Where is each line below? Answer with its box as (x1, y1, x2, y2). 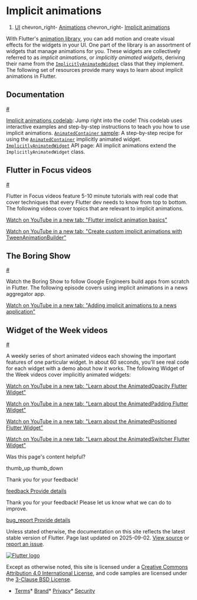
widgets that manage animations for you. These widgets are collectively (6, 47, 181, 54)
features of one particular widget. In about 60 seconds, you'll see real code (6, 358, 189, 366)
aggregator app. (6, 291, 45, 298)
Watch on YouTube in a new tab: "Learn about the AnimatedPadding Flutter (6, 400, 189, 407)
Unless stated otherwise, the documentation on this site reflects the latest (6, 528, 186, 535)
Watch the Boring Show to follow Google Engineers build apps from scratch (6, 278, 190, 285)
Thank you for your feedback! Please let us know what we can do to (6, 499, 172, 506)
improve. (6, 505, 28, 512)
